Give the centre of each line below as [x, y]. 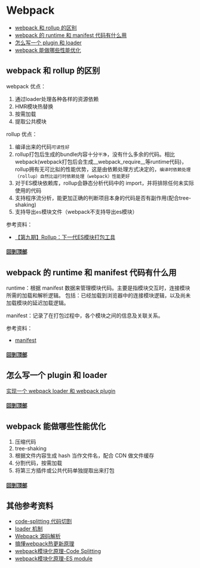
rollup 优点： [22, 134]
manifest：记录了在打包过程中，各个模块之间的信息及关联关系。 [85, 316]
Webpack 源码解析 [38, 536]
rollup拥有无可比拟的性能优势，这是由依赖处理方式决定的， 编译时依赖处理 [103, 169]
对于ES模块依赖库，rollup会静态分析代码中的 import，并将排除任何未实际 [104, 183]
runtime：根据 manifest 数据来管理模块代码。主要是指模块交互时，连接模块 [98, 288]
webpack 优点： [26, 86]
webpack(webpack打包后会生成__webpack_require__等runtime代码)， [101, 161]
